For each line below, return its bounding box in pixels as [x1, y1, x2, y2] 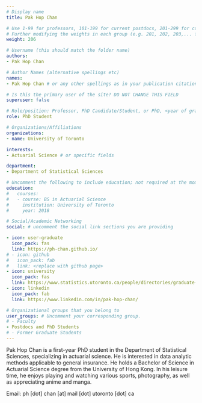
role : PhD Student [6, 114, 52, 120]
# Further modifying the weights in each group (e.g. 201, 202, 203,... [6, 31, 192, 37]
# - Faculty [6, 319, 36, 325]
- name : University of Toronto [6, 136, 85, 142]
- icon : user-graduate [6, 235, 63, 241]
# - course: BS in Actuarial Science [6, 196, 106, 202]
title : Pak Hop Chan [6, 14, 58, 20]
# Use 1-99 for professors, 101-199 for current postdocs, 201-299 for [6, 25, 189, 31]
